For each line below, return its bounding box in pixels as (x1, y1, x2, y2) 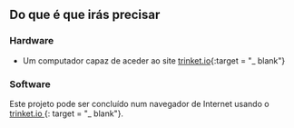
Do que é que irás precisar (9, 7, 161, 23)
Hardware (9, 34, 54, 47)
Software (9, 77, 52, 90)
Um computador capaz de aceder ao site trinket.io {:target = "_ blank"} (22, 54, 286, 66)
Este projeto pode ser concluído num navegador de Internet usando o (9, 98, 269, 109)
